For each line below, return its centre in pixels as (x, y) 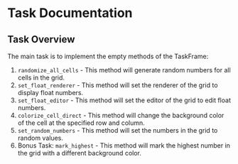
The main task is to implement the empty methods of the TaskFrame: (108, 56)
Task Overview (41, 39)
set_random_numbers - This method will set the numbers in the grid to (118, 130)
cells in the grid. (41, 77)
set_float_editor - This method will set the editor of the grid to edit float (124, 100)
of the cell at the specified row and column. (81, 123)
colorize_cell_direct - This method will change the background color (121, 115)
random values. (40, 138)
